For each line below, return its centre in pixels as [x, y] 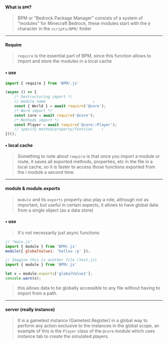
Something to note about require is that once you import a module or [88, 156]
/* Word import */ [33, 111]
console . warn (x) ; [23, 279]
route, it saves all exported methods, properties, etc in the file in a [85, 162]
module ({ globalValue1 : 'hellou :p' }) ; [48, 251]
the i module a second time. [46, 172]
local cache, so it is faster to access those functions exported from [86, 167]
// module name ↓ [54, 102]
